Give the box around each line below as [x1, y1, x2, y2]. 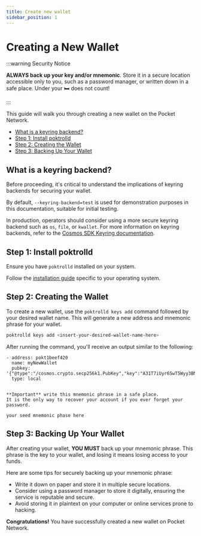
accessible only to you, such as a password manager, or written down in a [6, 78, 189, 85]
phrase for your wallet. [6, 321, 62, 328]
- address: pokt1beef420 [6, 355, 68, 361]
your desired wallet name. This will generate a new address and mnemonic [6, 314, 191, 321]
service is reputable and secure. [14, 493, 95, 501]
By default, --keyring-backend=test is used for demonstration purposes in [6, 199, 189, 206]
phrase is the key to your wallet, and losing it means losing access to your [6, 451, 188, 458]
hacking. [14, 506, 36, 513]
